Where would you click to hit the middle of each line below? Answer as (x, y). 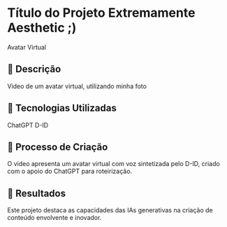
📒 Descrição (34, 69)
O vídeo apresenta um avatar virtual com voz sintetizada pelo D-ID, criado (113, 164)
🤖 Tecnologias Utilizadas (62, 108)
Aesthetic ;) (42, 28)
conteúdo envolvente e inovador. (54, 218)
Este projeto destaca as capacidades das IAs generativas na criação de (110, 210)
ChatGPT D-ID (28, 125)
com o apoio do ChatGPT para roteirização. (70, 171)
